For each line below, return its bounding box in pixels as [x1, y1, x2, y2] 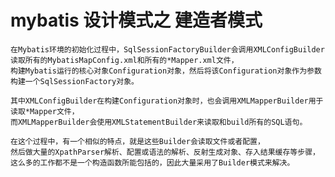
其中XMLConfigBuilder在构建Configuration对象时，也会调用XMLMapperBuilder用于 [10, 96, 324, 106]
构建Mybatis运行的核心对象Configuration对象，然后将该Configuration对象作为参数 [10, 66, 322, 76]
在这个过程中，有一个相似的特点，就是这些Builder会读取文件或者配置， [10, 136, 265, 146]
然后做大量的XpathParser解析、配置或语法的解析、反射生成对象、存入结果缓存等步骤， [10, 147, 320, 157]
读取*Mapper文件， [10, 106, 80, 116]
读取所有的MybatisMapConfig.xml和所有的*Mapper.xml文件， [10, 55, 239, 65]
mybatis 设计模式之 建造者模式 [10, 9, 263, 32]
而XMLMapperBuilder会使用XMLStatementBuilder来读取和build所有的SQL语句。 [10, 117, 308, 127]
